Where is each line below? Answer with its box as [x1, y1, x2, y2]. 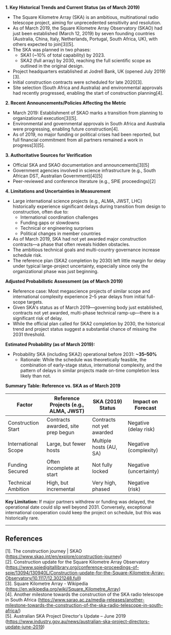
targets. [27, 299, 43, 305]
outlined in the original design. [20, 63, 84, 69]
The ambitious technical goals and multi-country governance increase [12, 247, 160, 253]
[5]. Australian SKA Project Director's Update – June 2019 [5, 613, 126, 619]
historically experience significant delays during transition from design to [12, 203, 166, 209]
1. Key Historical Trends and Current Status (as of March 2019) [5, 5, 140, 10]
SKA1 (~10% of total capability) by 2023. [20, 52, 105, 58]
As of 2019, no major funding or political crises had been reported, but [12, 131, 160, 137]
